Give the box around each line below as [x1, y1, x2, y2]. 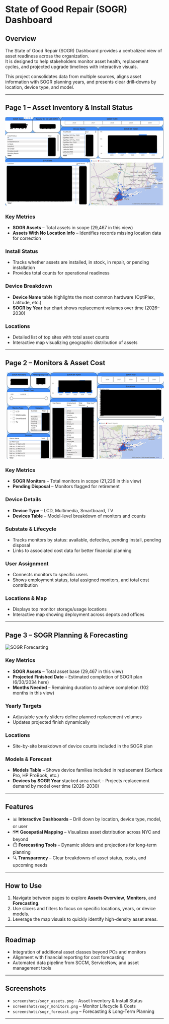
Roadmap [5, 935, 36, 944]
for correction [12, 235, 41, 241]
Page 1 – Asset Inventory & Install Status [5, 103, 133, 112]
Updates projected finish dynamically [12, 719, 90, 725]
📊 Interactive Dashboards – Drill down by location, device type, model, [12, 816, 162, 822]
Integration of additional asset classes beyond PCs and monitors [12, 948, 146, 955]
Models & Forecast [5, 756, 52, 763]
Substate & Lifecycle [5, 525, 57, 532]
